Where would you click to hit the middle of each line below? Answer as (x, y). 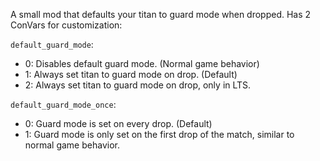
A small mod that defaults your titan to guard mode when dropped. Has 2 (161, 14)
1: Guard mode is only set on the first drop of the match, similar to (159, 134)
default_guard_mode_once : (63, 104)
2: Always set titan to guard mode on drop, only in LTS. (138, 85)
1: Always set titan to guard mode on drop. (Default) (131, 74)
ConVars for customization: (66, 25)
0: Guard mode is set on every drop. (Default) (118, 123)
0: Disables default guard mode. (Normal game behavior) (142, 63)
